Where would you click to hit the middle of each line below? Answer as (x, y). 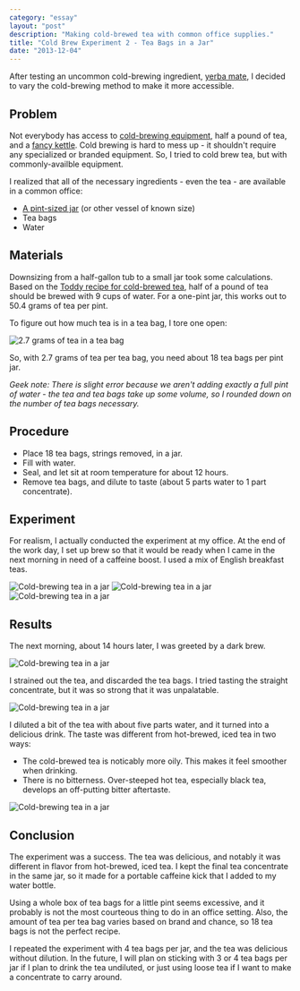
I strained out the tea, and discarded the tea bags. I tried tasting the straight (149, 680)
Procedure (39, 432)
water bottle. (33, 885)
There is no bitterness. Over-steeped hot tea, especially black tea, (144, 781)
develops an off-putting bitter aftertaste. (96, 790)
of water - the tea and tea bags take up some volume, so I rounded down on (150, 394)
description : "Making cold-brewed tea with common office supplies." (142, 34)
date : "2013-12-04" (46, 51)
